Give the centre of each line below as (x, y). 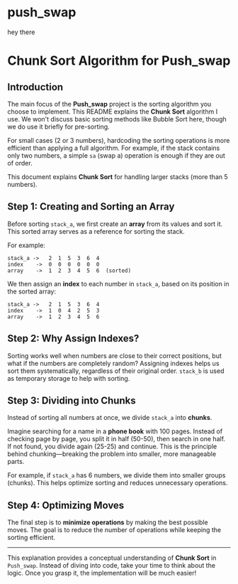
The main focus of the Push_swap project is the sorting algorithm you (109, 104)
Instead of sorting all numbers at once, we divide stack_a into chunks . (110, 418)
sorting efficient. (31, 538)
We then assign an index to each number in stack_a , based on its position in (118, 283)
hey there (21, 32)
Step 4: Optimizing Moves (66, 505)
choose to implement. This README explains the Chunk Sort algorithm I (113, 112)
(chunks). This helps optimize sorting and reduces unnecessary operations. (118, 483)
